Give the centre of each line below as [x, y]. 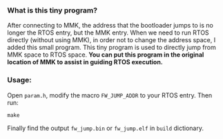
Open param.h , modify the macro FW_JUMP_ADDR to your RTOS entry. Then [110, 95]
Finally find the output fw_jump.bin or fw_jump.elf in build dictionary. [105, 128]
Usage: [20, 80]
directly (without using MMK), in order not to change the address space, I [111, 40]
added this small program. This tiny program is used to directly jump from [111, 48]
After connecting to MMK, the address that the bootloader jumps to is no [110, 26]
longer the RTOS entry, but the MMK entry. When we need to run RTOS [108, 33]
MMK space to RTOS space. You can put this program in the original [106, 55]
